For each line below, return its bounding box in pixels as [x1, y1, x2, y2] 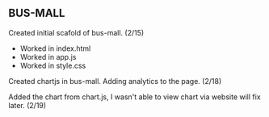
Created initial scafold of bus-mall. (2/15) [8, 27, 145, 37]
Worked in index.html [19, 44, 91, 53]
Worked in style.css [19, 61, 86, 70]
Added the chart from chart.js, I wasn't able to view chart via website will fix [8, 92, 261, 102]
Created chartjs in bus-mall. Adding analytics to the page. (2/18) [8, 76, 222, 86]
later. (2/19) [8, 100, 47, 110]
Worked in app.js [19, 52, 77, 61]
